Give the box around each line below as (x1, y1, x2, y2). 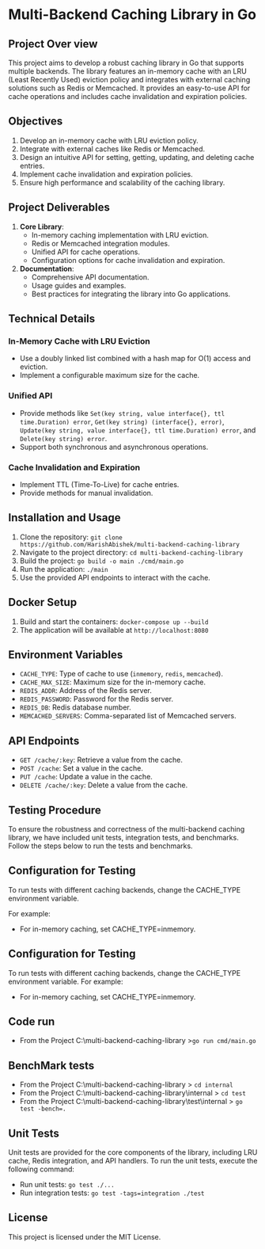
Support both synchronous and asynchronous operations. (19, 442, 209, 451)
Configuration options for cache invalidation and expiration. (31, 255, 225, 265)
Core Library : (19, 222, 65, 231)
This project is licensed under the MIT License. (8, 1232, 161, 1241)
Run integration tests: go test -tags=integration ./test (19, 1188, 205, 1198)
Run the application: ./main (19, 564, 108, 573)
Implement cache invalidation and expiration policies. (19, 169, 193, 179)
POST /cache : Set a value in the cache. (19, 763, 144, 773)
